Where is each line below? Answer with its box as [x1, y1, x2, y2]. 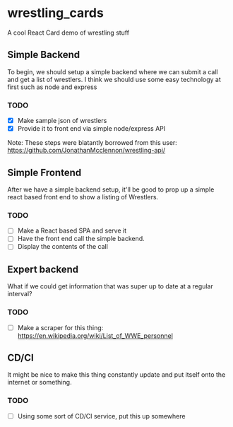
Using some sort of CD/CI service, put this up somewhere [17, 411, 186, 420]
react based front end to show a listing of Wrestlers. [7, 192, 159, 201]
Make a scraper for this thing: [17, 323, 104, 332]
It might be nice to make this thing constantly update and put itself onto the [7, 370, 226, 379]
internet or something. [7, 378, 72, 387]
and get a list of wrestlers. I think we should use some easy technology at [7, 75, 221, 83]
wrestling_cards [7, 5, 104, 21]
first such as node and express [7, 83, 97, 91]
